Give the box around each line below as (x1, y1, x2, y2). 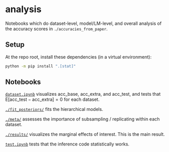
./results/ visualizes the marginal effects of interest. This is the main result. (5, 131, 165, 137)
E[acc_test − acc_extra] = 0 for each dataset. (5, 96, 100, 102)
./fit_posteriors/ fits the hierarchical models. (5, 106, 104, 112)
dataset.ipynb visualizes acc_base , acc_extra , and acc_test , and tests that (5, 91, 161, 97)
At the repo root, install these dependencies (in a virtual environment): (5, 54, 152, 60)
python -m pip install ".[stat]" (5, 63, 76, 69)
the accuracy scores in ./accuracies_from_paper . (5, 25, 108, 31)
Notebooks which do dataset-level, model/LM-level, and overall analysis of (5, 20, 162, 26)
